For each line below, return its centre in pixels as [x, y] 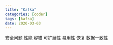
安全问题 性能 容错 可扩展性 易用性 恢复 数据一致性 [56, 38]
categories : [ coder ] [27, 14]
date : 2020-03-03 [23, 23]
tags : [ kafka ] [20, 19]
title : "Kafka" [21, 10]
